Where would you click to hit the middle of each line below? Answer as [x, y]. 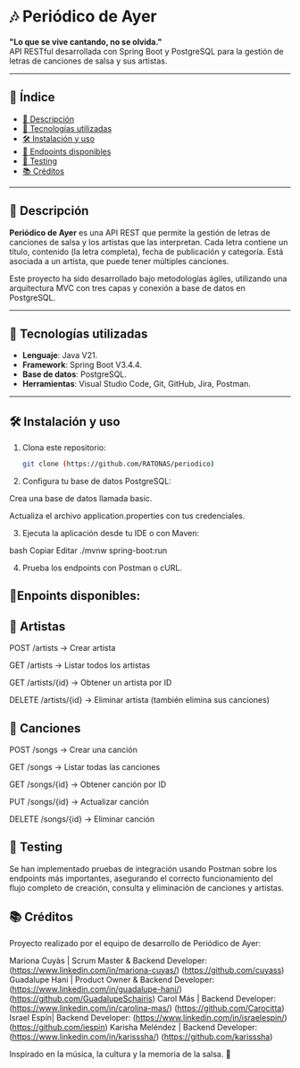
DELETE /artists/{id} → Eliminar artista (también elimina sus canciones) [140, 700]
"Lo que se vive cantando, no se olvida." [86, 41]
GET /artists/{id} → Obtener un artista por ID [91, 683]
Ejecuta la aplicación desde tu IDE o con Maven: [110, 534]
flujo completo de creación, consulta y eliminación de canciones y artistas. [146, 887]
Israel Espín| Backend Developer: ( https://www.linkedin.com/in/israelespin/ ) [148, 1017]
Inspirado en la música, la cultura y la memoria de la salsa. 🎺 [120, 1054]
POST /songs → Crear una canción [74, 750]
